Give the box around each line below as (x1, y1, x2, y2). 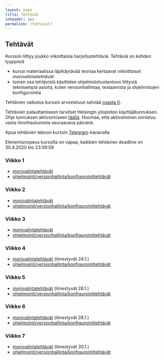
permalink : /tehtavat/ (5, 21, 52, 27)
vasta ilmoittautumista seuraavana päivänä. (5, 120, 94, 126)
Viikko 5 (5, 274, 25, 281)
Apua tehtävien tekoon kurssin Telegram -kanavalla (5, 129, 110, 135)
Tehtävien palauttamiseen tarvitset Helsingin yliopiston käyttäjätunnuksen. (5, 109, 158, 115)
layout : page (5, 7, 32, 13)
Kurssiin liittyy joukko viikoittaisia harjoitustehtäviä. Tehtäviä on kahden (5, 53, 151, 59)
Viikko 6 (5, 303, 26, 310)
